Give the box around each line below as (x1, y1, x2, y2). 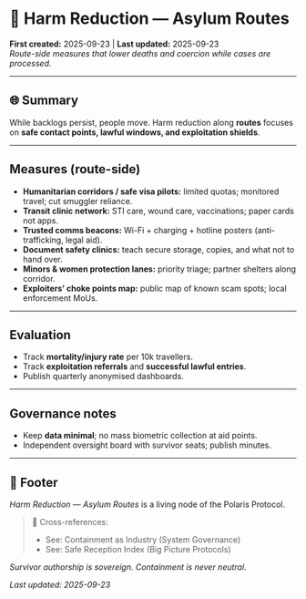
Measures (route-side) (9, 161, 141, 177)
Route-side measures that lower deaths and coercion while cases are (9, 47, 271, 58)
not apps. (22, 214, 59, 226)
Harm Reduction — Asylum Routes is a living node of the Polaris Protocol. (9, 499, 285, 510)
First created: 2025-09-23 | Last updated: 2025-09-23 (9, 38, 219, 49)
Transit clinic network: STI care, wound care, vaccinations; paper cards (22, 205, 294, 216)
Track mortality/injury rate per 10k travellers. (22, 351, 194, 363)
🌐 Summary (9, 93, 79, 108)
